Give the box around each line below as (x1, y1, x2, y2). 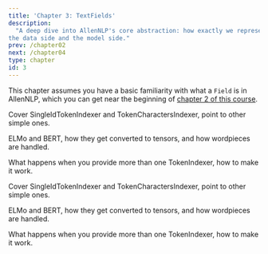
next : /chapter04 (8, 49, 66, 57)
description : (8, 19, 52, 27)
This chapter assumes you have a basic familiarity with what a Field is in (8, 85, 247, 95)
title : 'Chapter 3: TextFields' (8, 11, 116, 20)
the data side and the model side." (8, 34, 130, 42)
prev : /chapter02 (8, 42, 66, 50)
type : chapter (8, 57, 56, 65)
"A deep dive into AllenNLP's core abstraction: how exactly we (15, 26, 234, 34)
